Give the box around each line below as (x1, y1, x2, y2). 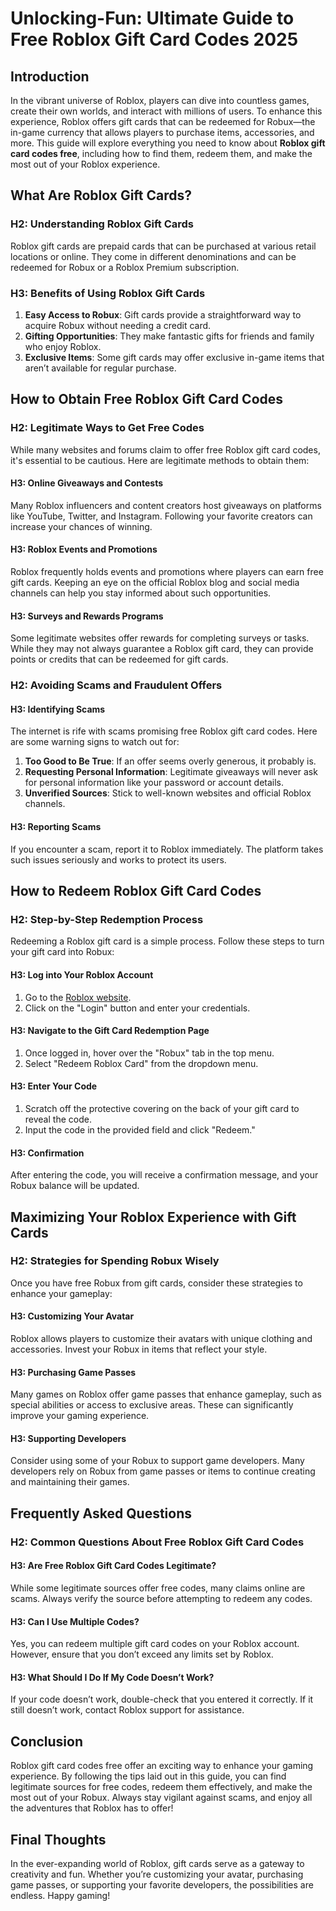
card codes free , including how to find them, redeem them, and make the (10, 148, 313, 159)
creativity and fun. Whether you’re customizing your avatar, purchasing (10, 1868, 304, 1880)
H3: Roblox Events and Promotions (10, 543, 158, 556)
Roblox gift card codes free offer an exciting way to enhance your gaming (10, 1760, 314, 1772)
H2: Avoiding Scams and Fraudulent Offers (10, 678, 223, 692)
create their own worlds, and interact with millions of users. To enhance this (10, 105, 323, 117)
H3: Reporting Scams (10, 821, 102, 832)
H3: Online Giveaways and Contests (10, 477, 164, 489)
